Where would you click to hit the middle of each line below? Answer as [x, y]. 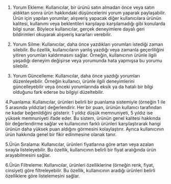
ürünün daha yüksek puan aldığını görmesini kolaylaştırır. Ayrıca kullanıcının [85, 129]
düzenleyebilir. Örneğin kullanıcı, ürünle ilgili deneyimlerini [74, 81]
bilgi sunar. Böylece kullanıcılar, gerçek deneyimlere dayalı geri [79, 29]
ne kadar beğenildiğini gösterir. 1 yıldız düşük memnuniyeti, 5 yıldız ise [79, 113]
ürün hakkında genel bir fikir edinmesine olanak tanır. [61, 134]
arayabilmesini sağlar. [28, 155]
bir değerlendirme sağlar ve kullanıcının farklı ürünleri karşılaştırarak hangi [83, 124]
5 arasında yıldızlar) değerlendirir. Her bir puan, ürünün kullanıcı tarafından [83, 107]
